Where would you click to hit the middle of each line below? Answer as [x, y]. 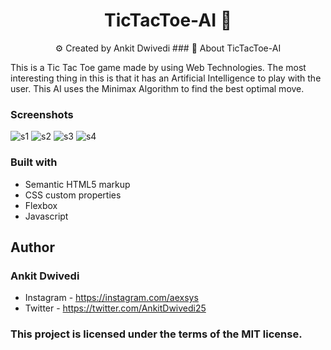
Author [32, 247]
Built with [34, 162]
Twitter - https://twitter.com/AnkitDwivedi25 [115, 308]
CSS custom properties [73, 195]
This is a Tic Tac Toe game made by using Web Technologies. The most [158, 67]
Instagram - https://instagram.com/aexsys [111, 298]
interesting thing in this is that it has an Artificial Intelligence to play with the [166, 78]
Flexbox [41, 205]
